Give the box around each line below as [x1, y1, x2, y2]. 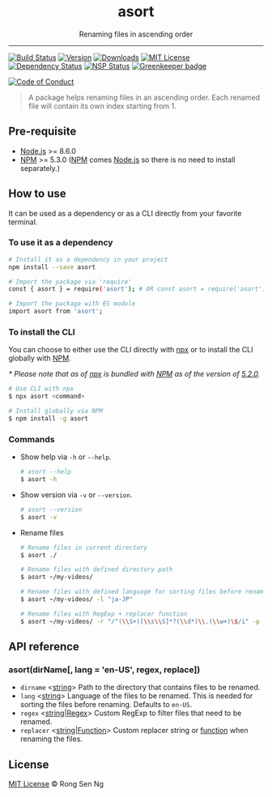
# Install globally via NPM [8, 407, 104, 416]
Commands [8, 433, 55, 445]
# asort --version [19, 505, 83, 514]
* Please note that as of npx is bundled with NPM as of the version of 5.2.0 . [8, 369, 261, 379]
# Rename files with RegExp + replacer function [19, 610, 188, 618]
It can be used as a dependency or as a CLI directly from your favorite [8, 208, 242, 218]
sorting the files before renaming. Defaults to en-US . [19, 700, 193, 710]
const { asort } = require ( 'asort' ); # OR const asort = [8, 285, 205, 293]
